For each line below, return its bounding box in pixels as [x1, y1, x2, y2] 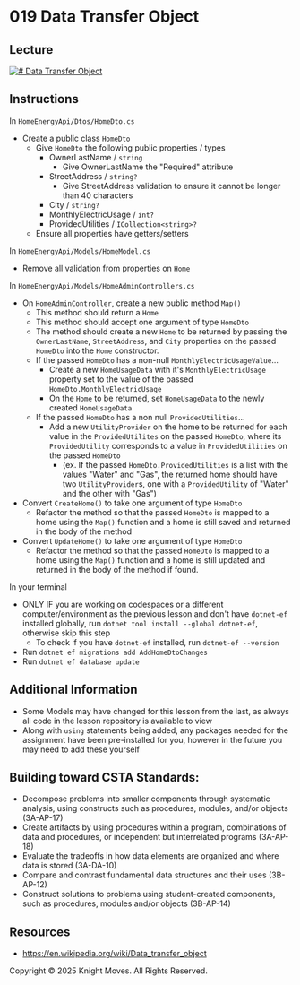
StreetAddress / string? [48, 170, 138, 181]
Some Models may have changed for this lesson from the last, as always [21, 705, 289, 716]
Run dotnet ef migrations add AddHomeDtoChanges [21, 646, 208, 657]
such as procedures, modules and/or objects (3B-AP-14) [21, 898, 231, 909]
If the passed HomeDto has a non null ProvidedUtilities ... [35, 411, 245, 422]
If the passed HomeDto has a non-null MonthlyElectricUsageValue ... [35, 354, 279, 365]
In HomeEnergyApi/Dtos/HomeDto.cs [9, 115, 135, 126]
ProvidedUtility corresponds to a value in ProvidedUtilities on [48, 440, 288, 451]
